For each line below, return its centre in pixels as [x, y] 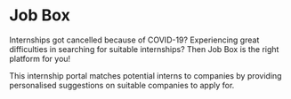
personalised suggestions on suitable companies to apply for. [122, 85]
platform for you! [40, 58]
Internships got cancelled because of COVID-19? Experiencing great [134, 40]
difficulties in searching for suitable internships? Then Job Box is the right [144, 49]
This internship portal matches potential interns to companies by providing [145, 75]
